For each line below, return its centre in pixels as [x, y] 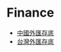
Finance [30, 13]
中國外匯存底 [35, 33]
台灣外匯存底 [35, 41]
